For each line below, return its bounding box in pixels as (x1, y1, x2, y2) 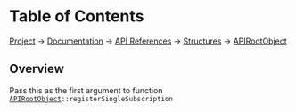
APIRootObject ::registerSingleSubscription (9, 94, 174, 103)
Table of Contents (9, 6, 144, 27)
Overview (9, 61, 65, 76)
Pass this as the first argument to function (9, 84, 163, 95)
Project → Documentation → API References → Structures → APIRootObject (9, 36, 287, 46)
